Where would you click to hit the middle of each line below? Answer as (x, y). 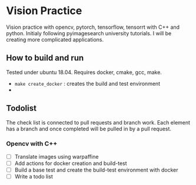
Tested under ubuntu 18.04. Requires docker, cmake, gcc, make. (84, 72)
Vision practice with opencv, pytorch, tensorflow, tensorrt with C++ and (93, 27)
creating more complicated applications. (55, 39)
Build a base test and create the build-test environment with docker (96, 170)
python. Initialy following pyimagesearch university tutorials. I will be (89, 33)
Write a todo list (34, 177)
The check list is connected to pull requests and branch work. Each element (98, 122)
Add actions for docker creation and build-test (71, 163)
